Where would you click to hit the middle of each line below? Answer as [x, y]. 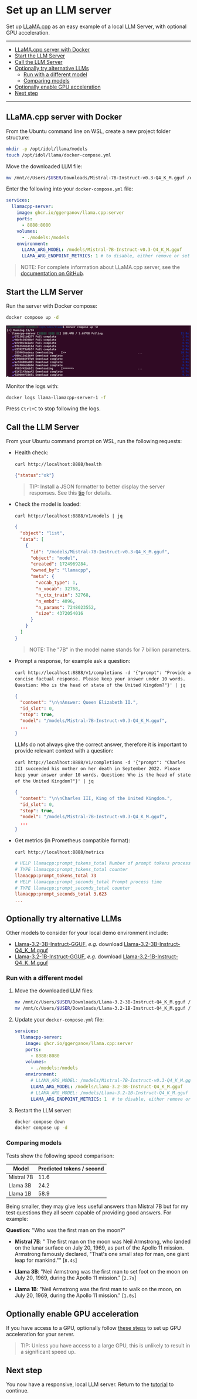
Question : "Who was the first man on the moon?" [66, 1230]
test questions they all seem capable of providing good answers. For [89, 1213]
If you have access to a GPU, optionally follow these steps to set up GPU [94, 1328]
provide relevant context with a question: [64, 750]
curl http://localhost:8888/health [58, 464]
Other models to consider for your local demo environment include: [87, 932]
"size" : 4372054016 [60, 614]
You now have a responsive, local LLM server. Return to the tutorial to [90, 1384]
